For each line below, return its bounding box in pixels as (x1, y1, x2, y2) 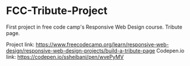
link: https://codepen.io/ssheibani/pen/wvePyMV (6, 53, 124, 60)
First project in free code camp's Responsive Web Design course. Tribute (6, 23, 182, 30)
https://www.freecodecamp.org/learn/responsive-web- (36, 41, 170, 48)
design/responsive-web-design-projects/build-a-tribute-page (6, 47, 156, 54)
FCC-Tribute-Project (6, 4, 108, 18)
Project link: (6, 41, 35, 48)
